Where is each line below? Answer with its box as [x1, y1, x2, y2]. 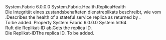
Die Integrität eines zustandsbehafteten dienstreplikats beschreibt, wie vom [5, 9, 161, 15]
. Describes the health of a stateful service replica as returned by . [5, 14, 141, 20]
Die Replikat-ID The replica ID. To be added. [5, 30, 94, 36]
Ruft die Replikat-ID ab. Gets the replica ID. [5, 25, 92, 31]
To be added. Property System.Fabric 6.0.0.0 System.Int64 [5, 20, 127, 25]
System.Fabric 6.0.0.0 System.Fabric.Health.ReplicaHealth [5, 4, 126, 9]
